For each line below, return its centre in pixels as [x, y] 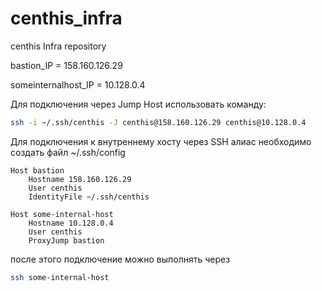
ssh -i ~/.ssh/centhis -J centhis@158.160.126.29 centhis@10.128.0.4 [158, 122]
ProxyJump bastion [66, 240]
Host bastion [37, 170]
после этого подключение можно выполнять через [120, 259]
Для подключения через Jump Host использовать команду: [138, 104]
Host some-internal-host [62, 214]
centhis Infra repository [58, 46]
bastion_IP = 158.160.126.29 [66, 65]
